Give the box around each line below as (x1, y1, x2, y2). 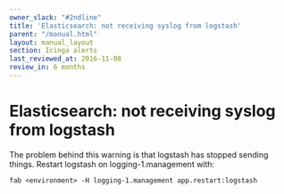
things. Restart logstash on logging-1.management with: (9, 158, 215, 169)
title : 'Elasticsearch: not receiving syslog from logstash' (9, 21, 242, 30)
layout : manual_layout (9, 37, 94, 47)
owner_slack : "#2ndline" (9, 12, 102, 22)
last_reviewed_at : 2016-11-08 (9, 54, 122, 63)
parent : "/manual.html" (9, 29, 98, 38)
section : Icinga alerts (9, 46, 98, 55)
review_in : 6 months (9, 63, 87, 72)
